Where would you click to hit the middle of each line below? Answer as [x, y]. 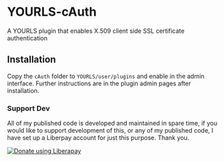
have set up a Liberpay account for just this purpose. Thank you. [98, 138]
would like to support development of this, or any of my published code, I [110, 131]
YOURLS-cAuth [52, 12]
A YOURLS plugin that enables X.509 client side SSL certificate [96, 31]
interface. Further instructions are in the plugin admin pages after [99, 83]
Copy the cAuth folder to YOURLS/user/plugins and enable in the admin [106, 76]
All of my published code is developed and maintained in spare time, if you [112, 123]
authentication [27, 38]
